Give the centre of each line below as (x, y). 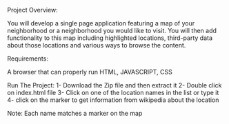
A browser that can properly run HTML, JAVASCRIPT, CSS (90, 72)
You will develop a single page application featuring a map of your (101, 23)
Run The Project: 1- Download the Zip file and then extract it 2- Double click (114, 85)
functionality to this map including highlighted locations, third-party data (110, 38)
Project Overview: (33, 10)
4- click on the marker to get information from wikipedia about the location (113, 100)
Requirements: (28, 59)
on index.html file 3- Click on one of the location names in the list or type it (113, 93)
